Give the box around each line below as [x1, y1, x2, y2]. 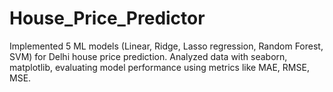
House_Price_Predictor [9, 7, 206, 30]
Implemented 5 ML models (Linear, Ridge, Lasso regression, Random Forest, [9, 40, 324, 52]
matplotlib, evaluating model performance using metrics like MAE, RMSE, [9, 61, 310, 73]
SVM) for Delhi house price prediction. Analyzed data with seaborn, [9, 50, 288, 62]
